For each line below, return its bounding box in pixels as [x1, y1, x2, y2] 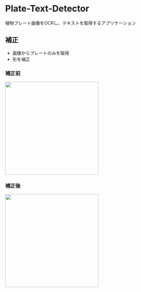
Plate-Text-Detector [5, 3, 89, 14]
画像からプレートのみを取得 [12, 50, 70, 56]
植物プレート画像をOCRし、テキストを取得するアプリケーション [5, 20, 137, 26]
